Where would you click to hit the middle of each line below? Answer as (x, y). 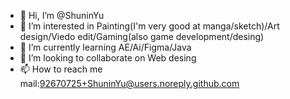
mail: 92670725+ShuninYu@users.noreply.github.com (129, 83)
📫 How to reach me (61, 69)
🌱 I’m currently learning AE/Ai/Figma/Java (105, 47)
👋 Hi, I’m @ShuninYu (62, 15)
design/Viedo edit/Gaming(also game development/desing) (142, 36)
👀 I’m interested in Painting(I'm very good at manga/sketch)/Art (149, 26)
